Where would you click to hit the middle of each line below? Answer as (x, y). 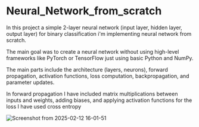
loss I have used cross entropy (44, 106)
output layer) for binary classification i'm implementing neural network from (99, 33)
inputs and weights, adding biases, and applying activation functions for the (99, 100)
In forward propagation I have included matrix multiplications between (92, 94)
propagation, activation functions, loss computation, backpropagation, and (98, 76)
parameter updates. (30, 82)
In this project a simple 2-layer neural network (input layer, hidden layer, (94, 27)
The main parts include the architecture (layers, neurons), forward (87, 69)
